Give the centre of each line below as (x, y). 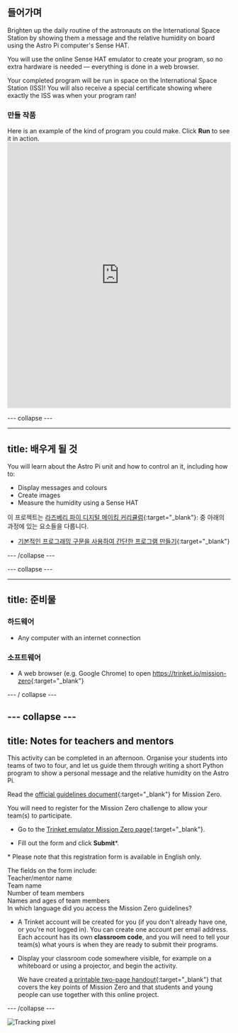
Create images (39, 495)
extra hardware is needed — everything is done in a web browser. (103, 67)
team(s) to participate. (40, 816)
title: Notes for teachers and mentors (91, 741)
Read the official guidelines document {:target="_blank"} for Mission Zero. (115, 794)
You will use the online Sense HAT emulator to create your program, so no (115, 59)
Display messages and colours (62, 487)
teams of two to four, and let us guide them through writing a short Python (115, 766)
